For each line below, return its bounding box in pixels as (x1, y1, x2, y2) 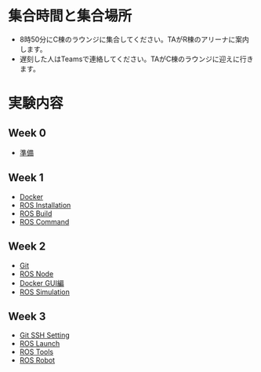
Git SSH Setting (19, 330, 71, 340)
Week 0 (8, 126, 47, 140)
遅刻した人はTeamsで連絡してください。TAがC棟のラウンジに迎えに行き (19, 54, 254, 64)
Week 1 (8, 171, 44, 184)
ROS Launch (19, 339, 60, 348)
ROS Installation (19, 200, 71, 210)
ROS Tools (19, 347, 53, 357)
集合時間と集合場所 (8, 7, 132, 25)
